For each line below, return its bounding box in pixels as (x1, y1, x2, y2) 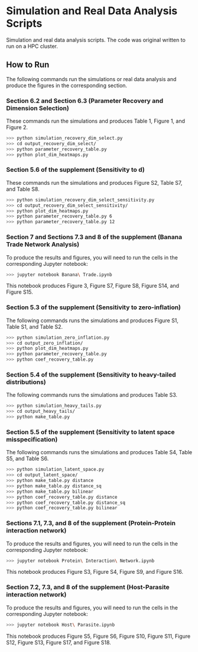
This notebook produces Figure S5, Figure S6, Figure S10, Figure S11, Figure (6, 632, 191, 640)
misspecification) (6, 435, 58, 444)
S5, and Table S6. (6, 455, 49, 462)
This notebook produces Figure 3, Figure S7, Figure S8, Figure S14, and (6, 282, 179, 290)
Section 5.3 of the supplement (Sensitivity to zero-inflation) (6, 303, 181, 311)
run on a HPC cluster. (6, 43, 58, 50)
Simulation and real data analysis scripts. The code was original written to (6, 36, 186, 43)
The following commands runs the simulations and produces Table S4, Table (6, 449, 193, 456)
